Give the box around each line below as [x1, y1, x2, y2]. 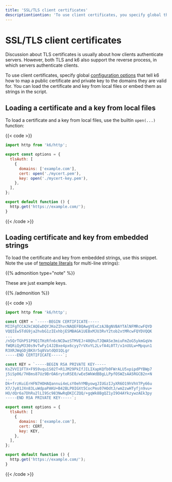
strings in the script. [5, 88, 48, 95]
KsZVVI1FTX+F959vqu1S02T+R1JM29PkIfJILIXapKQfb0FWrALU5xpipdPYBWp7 [5, 367, 153, 372]
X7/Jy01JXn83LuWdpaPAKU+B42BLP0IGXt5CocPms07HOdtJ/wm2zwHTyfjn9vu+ [5, 386, 153, 391]
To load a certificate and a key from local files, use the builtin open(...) [5, 117, 156, 123]
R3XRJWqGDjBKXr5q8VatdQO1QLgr [5, 348, 70, 353]
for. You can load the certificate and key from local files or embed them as [5, 83, 162, 89]
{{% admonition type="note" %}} [5, 270, 75, 276]
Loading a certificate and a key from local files [5, 103, 156, 112]
